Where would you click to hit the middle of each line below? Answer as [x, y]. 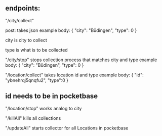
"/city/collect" [20, 20]
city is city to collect [26, 40]
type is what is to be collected [36, 50]
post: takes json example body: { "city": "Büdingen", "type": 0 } [71, 30]
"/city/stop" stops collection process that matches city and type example [81, 60]
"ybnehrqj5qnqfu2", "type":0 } [37, 80]
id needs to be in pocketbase [52, 96]
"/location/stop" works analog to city [44, 108]
